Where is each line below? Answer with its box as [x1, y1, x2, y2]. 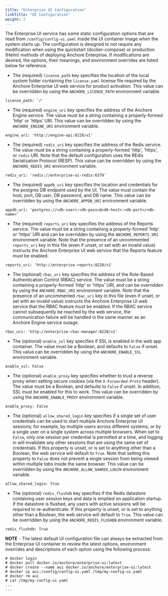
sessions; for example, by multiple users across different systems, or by [12, 424, 161, 430]
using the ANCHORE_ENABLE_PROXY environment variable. [12, 394, 124, 401]
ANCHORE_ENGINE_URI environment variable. [12, 123, 99, 129]
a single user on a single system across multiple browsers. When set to [12, 429, 159, 435]
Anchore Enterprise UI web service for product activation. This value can [12, 83, 163, 89]
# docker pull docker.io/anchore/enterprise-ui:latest [5, 560, 122, 566]
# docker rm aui [5, 574, 39, 579]
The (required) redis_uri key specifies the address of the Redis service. [12, 142, 162, 148]
